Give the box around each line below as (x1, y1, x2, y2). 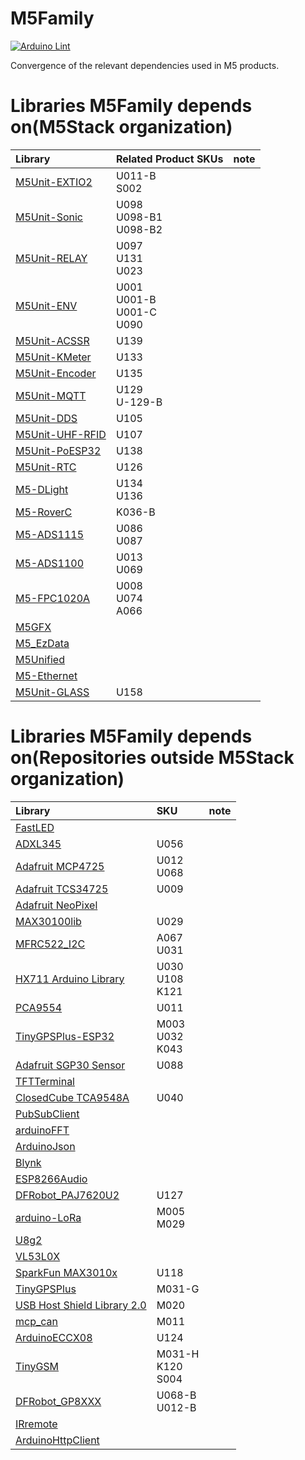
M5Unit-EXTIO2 (15, 175, 93, 189)
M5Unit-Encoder (15, 366, 97, 380)
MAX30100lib (15, 914, 82, 928)
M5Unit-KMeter (15, 350, 92, 364)
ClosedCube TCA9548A (15, 1090, 130, 1104)
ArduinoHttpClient (15, 1433, 100, 1447)
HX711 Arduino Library (15, 972, 125, 986)
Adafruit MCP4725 (15, 859, 105, 873)
